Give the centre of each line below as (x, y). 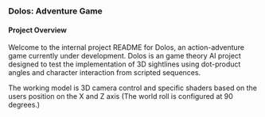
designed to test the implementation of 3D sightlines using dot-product (125, 64)
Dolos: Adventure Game (56, 11)
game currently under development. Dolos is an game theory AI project (125, 56)
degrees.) (24, 105)
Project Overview (38, 30)
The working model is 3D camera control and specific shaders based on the (132, 88)
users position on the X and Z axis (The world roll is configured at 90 (121, 96)
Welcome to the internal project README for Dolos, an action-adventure (127, 47)
